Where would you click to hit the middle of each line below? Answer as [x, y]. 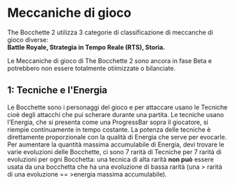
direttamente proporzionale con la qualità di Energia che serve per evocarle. [117, 137]
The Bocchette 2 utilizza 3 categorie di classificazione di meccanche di [110, 32]
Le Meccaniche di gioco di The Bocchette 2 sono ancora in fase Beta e [110, 60]
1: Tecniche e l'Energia [57, 90]
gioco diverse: [28, 39]
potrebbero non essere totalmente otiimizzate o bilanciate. [92, 68]
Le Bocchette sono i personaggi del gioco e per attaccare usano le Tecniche [117, 107]
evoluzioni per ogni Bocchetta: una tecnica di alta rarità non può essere [110, 159]
